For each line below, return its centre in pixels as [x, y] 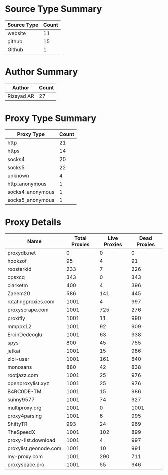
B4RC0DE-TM [25, 391]
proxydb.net [22, 253]
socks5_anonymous [31, 200]
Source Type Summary [54, 9]
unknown [18, 175]
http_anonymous [27, 184]
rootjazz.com [23, 375]
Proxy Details [33, 222]
